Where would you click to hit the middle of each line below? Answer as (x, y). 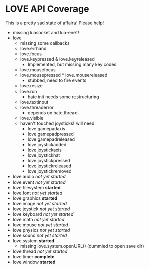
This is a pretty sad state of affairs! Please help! (55, 23)
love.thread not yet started (40, 251)
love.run (28, 91)
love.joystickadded (47, 144)
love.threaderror (37, 107)
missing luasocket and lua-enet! (46, 32)
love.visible (32, 118)
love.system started (33, 241)
